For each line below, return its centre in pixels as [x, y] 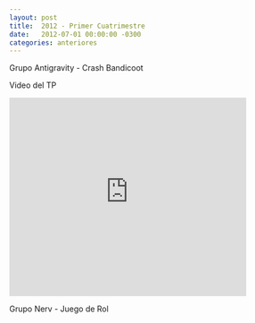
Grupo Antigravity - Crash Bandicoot [77, 68]
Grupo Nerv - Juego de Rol [59, 309]
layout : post [33, 17]
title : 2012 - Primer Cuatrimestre [77, 26]
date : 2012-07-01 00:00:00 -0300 [75, 34]
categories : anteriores [53, 42]
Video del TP [33, 85]
